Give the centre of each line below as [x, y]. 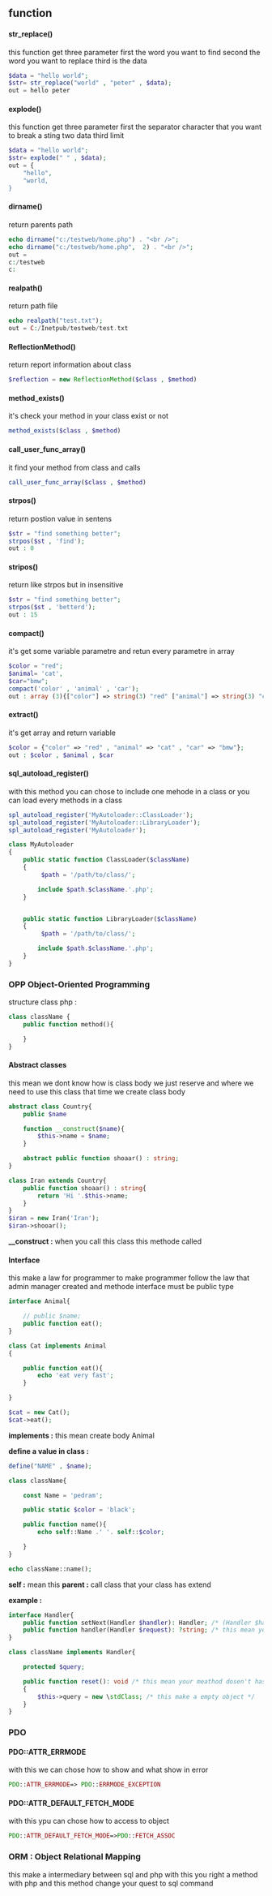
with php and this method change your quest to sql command [111, 1883]
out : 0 [21, 548]
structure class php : [42, 1002]
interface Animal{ [39, 1301]
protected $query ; [54, 1667]
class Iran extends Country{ [57, 1180]
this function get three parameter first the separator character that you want [135, 127]
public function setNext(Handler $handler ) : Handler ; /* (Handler [137, 1623]
